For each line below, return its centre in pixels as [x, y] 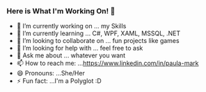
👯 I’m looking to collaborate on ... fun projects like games [98, 41]
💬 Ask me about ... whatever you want [71, 55]
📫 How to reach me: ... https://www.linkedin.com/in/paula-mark [108, 63]
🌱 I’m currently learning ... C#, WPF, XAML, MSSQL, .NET [98, 33]
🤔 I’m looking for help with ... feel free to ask [80, 48]
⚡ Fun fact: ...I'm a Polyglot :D [59, 81]
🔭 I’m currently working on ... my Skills [71, 26]
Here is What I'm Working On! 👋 [61, 11]
